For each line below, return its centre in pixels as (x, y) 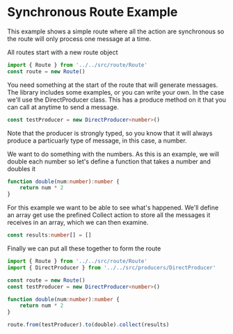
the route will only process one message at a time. (79, 38)
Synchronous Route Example (93, 12)
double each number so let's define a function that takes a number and (109, 161)
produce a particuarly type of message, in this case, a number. (97, 141)
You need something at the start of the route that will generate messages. (113, 85)
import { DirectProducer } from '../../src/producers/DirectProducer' (112, 268)
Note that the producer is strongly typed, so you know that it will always (110, 133)
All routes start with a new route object (63, 52)
